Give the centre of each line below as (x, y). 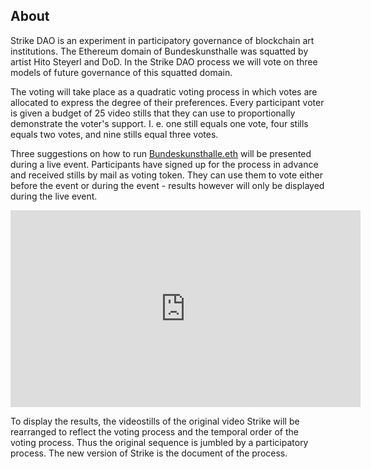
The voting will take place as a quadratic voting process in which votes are (164, 91)
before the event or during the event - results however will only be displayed (167, 185)
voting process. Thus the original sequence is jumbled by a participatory (159, 442)
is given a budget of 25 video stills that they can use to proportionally (153, 113)
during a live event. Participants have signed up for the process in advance (164, 164)
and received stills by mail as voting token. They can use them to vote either (166, 175)
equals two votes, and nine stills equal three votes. (114, 134)
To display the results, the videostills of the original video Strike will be (155, 421)
